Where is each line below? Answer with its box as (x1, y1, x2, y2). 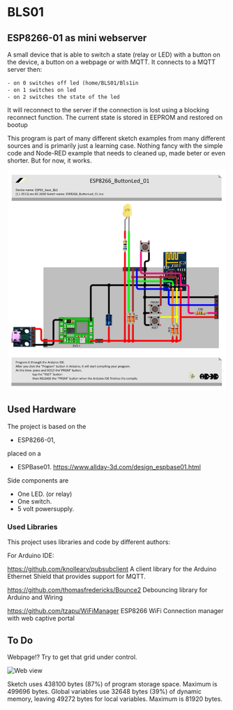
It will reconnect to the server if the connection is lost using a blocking (7, 106, 209, 114)
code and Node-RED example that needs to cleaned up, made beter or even (7, 149, 225, 157)
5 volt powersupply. (17, 504, 75, 513)
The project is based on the (7, 422, 87, 430)
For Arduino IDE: (7, 552, 54, 560)
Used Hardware (7, 404, 77, 416)
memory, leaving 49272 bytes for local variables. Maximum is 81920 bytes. (7, 695, 223, 703)
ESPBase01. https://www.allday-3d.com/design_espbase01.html (17, 462, 201, 471)
